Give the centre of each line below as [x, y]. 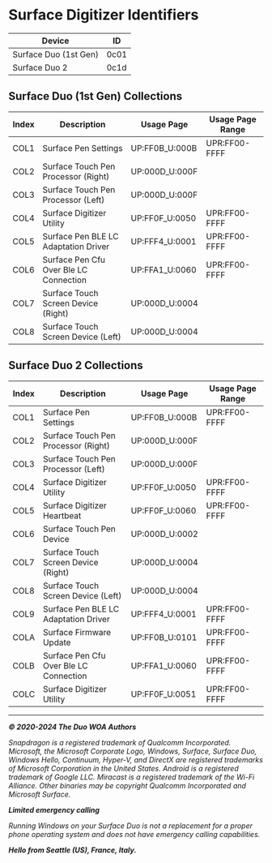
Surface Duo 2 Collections [76, 365]
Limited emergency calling [54, 809]
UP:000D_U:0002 [164, 534]
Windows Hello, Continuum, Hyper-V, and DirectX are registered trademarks [136, 759]
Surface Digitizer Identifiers [104, 15]
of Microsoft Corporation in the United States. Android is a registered [123, 768]
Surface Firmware [77, 632]
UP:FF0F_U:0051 [164, 693]
